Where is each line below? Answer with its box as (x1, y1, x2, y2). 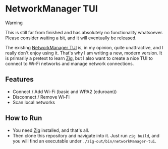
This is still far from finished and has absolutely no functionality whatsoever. (5, 29, 163, 35)
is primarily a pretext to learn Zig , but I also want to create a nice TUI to (5, 55, 153, 61)
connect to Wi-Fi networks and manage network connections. (5, 60, 134, 66)
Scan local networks (12, 99, 55, 105)
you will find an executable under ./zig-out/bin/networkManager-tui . (12, 138, 156, 144)
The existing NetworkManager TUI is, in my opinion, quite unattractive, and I (5, 44, 163, 50)
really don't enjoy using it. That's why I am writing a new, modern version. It (5, 50, 162, 56)
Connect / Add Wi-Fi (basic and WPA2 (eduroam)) (12, 89, 117, 95)
